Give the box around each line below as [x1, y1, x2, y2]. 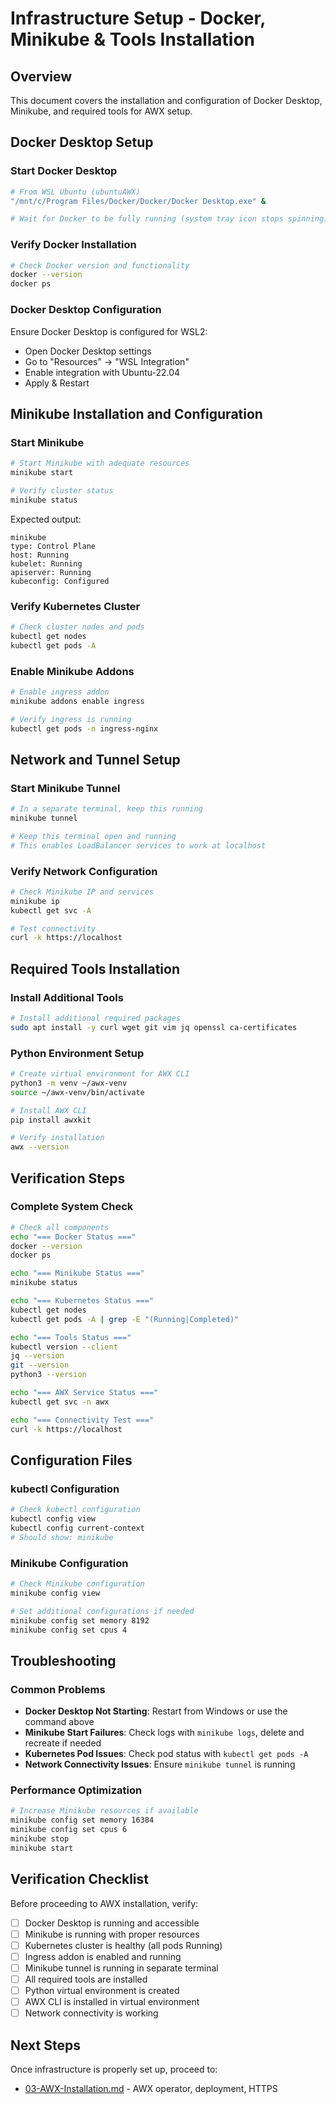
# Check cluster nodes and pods [10, 622, 145, 632]
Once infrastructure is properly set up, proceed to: [10, 2063, 218, 2075]
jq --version [10, 1351, 65, 1361]
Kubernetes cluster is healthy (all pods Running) [24, 1939, 223, 1951]
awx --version [10, 1142, 70, 1152]
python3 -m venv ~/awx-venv [10, 1078, 128, 1088]
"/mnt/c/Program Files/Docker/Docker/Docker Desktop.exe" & [10, 196, 267, 206]
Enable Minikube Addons [10, 664, 135, 678]
